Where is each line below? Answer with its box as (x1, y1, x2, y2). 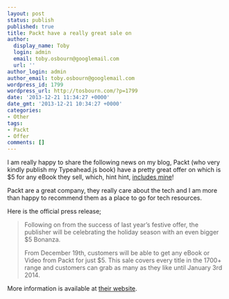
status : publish (7, 17, 54, 24)
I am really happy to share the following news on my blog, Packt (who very (7, 158, 221, 166)
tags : (7, 119, 23, 127)
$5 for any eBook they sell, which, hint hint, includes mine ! (7, 173, 174, 181)
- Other (7, 113, 30, 120)
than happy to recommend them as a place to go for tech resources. (7, 194, 203, 202)
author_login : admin (7, 68, 67, 75)
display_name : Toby (13, 42, 70, 49)
